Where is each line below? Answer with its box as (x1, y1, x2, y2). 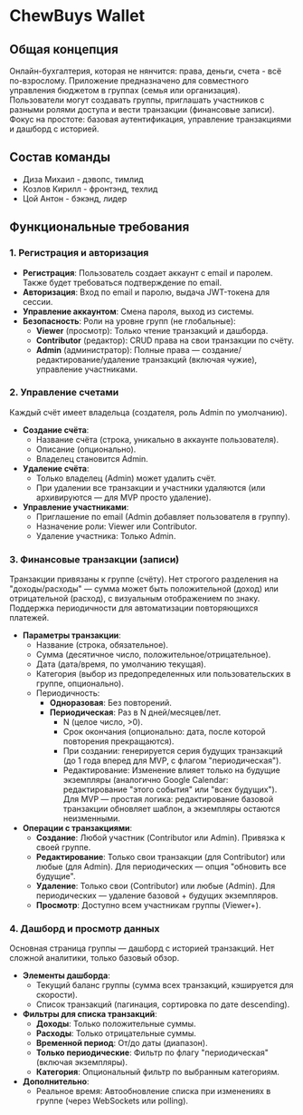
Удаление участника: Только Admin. (35, 530, 176, 541)
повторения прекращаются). (62, 736, 175, 747)
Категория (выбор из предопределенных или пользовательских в (35, 669, 291, 680)
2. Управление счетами (9, 386, 119, 399)
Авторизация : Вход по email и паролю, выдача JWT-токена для (22, 287, 270, 298)
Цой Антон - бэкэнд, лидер (22, 192, 128, 204)
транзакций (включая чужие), (141, 354, 258, 365)
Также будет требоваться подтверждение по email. (22, 277, 223, 288)
